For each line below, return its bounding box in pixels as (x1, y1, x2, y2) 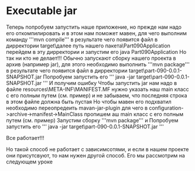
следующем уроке (6, 158, 53, 165)
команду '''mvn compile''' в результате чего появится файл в (6, 36, 158, 43)
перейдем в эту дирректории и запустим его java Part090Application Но (6, 48, 187, 55)
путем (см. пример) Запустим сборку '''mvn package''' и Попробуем (6, 117, 179, 124)
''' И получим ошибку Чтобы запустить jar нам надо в (43, 79, 177, 86)
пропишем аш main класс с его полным (84, 110, 183, 118)
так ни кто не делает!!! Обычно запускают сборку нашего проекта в (6, 54, 176, 61)
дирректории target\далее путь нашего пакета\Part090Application (6, 42, 171, 49)
